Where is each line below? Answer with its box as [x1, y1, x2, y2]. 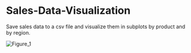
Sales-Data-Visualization [6, 4, 131, 17]
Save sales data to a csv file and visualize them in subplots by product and [6, 23, 186, 30]
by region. [6, 29, 30, 36]
